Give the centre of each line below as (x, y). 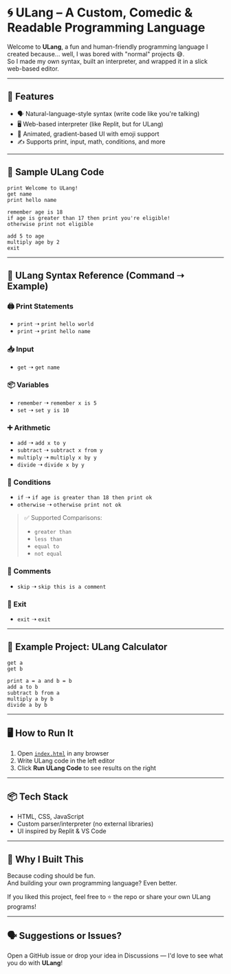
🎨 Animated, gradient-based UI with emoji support (88, 134)
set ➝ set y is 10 (43, 409)
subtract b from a (33, 693)
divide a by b (27, 705)
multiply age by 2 (33, 242)
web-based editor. (33, 68)
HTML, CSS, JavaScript (51, 817)
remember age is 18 (35, 212)
